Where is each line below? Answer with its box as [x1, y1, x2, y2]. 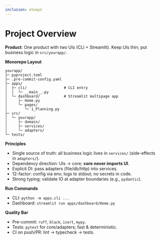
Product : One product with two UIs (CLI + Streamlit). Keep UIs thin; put [5, 44, 147, 50]
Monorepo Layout [5, 59, 42, 65]
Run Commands [5, 185, 38, 191]
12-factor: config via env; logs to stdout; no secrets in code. [12, 171, 132, 177]
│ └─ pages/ [5, 102, 38, 107]
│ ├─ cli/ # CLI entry [5, 85, 89, 90]
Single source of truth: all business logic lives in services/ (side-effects [12, 150, 156, 156]
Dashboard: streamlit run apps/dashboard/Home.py [12, 200, 115, 206]
